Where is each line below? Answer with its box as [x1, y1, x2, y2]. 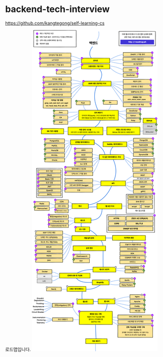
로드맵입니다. [5, 346, 31, 352]
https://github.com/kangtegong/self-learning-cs [5, 20, 105, 26]
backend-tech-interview [5, 4, 110, 15]
